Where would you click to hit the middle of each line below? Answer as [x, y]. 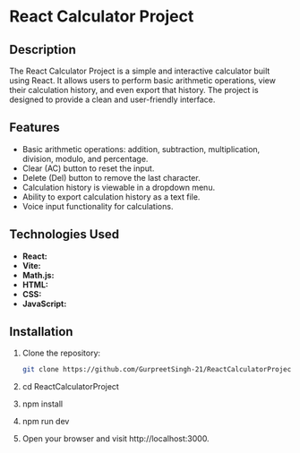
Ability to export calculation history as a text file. [111, 197]
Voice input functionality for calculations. [98, 206]
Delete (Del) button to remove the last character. [111, 177]
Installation [41, 332]
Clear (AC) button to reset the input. [88, 168]
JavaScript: [44, 303]
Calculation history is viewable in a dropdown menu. [119, 187]
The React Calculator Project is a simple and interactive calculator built [140, 71]
